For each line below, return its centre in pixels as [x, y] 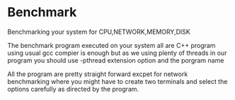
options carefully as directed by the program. [73, 89]
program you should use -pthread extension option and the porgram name [116, 60]
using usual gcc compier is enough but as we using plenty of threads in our [117, 53]
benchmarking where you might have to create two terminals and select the [117, 81]
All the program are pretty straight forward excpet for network [98, 74]
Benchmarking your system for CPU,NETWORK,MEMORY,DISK [99, 32]
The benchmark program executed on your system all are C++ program [111, 45]
